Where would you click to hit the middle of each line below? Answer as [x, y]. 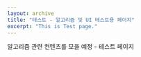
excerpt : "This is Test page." [52, 26]
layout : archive [31, 13]
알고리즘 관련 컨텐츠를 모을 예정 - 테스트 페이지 [70, 47]
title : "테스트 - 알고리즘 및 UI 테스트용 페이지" [71, 20]
